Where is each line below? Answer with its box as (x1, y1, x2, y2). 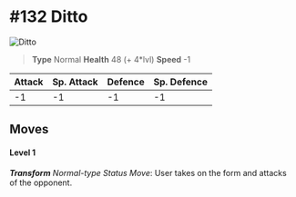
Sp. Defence (153, 75, 208, 88)
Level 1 (9, 147, 36, 158)
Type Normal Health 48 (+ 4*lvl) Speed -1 (31, 54, 191, 64)
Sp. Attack (52, 75, 98, 88)
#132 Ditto (9, 6, 88, 27)
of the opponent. (9, 177, 73, 188)
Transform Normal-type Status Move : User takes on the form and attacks (9, 167, 287, 178)
